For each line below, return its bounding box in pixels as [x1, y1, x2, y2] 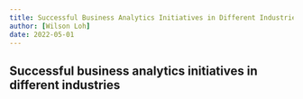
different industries [9, 77, 121, 93]
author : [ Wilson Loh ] [9, 22, 91, 31]
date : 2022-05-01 [9, 30, 75, 39]
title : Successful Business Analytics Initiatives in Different [9, 13, 256, 22]
